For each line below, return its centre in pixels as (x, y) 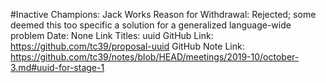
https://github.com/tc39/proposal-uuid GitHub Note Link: (127, 46)
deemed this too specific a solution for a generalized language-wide (151, 25)
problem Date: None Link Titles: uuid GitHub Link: (112, 35)
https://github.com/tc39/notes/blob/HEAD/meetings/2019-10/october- (155, 57)
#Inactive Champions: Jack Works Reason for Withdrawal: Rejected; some (163, 14)
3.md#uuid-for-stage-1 (57, 67)
